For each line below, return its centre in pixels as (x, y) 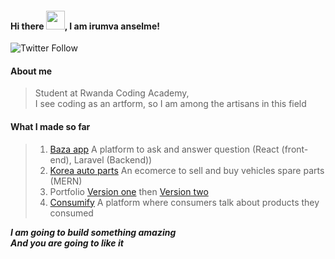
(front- (295, 149)
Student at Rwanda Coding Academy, (112, 93)
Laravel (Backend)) (113, 159)
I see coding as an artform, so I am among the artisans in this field (170, 104)
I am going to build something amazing (93, 232)
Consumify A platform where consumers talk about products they (184, 202)
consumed (71, 213)
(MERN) (66, 181)
